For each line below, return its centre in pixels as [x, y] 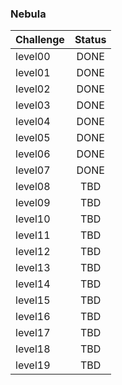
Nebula [28, 14]
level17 [33, 333]
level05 [33, 138]
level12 [33, 252]
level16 [33, 317]
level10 [33, 219]
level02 [33, 89]
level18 [33, 349]
